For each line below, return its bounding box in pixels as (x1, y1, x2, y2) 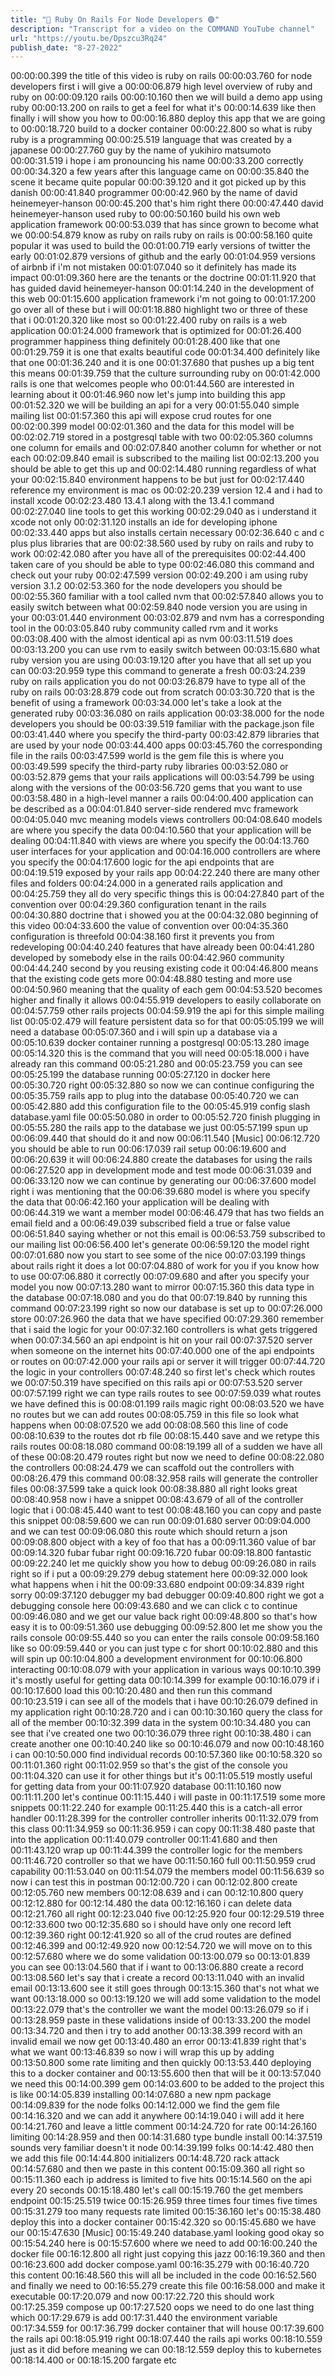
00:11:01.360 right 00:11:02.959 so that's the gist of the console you (10, 1759, 288, 1771)
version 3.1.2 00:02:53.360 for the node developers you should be (10, 580, 283, 592)
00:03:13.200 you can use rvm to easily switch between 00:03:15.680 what (10, 644, 321, 656)
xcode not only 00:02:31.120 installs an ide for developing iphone (10, 516, 278, 528)
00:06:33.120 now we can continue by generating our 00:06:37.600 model (10, 1175, 317, 1187)
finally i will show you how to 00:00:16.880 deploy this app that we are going (10, 112, 326, 125)
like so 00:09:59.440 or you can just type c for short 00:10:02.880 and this (10, 1642, 318, 1655)
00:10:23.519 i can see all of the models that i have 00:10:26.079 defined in (10, 1696, 318, 1708)
